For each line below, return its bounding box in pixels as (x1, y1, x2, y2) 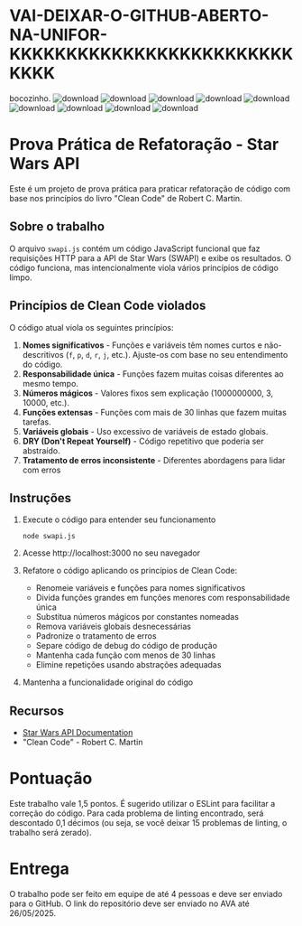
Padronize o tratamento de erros (35, 631, 157, 641)
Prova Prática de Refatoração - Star (9, 135, 279, 154)
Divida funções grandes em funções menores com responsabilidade (35, 593, 290, 603)
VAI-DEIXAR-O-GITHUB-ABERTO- (9, 5, 270, 26)
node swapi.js (22, 532, 76, 541)
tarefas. (22, 416, 51, 427)
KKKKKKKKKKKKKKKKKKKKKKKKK (9, 44, 294, 64)
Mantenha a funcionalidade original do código (22, 677, 194, 687)
